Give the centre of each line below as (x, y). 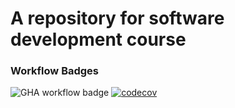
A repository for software (117, 18)
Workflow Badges (55, 71)
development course (98, 39)
